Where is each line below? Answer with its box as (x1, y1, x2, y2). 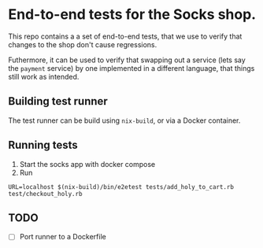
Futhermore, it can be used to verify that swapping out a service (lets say (8, 55, 246, 65)
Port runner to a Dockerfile (19, 232, 106, 242)
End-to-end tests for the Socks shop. (8, 6, 257, 24)
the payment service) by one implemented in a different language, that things (8, 63, 255, 72)
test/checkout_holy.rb (8, 190, 83, 198)
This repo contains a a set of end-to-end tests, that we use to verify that (8, 31, 243, 41)
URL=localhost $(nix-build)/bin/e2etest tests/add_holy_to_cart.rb (8, 183, 235, 191)
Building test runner (8, 94, 108, 108)
